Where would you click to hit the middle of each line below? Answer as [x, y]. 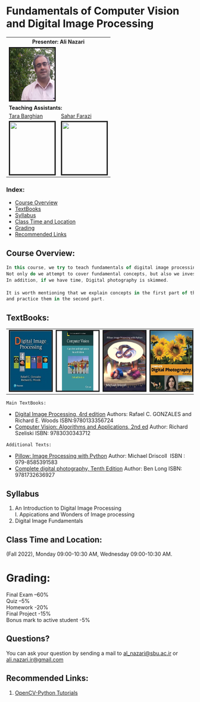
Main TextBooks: [26, 403]
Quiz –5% [18, 601]
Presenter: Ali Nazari [58, 42]
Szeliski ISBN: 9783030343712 [53, 433]
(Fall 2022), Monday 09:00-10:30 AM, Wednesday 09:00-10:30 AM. [89, 554]
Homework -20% [27, 607]
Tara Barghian [26, 116]
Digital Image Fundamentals [49, 521]
